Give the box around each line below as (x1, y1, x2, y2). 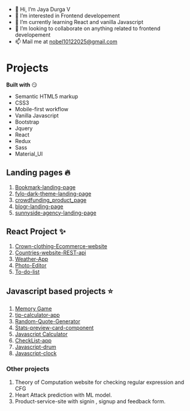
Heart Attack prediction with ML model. (14, 391, 112, 398)
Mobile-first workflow (14, 105, 69, 112)
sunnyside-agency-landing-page (14, 209, 97, 216)
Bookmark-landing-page (14, 183, 76, 190)
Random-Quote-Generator (14, 318, 81, 325)
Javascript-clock (14, 350, 57, 357)
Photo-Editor (14, 261, 47, 269)
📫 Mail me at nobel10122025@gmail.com (14, 38, 118, 45)
